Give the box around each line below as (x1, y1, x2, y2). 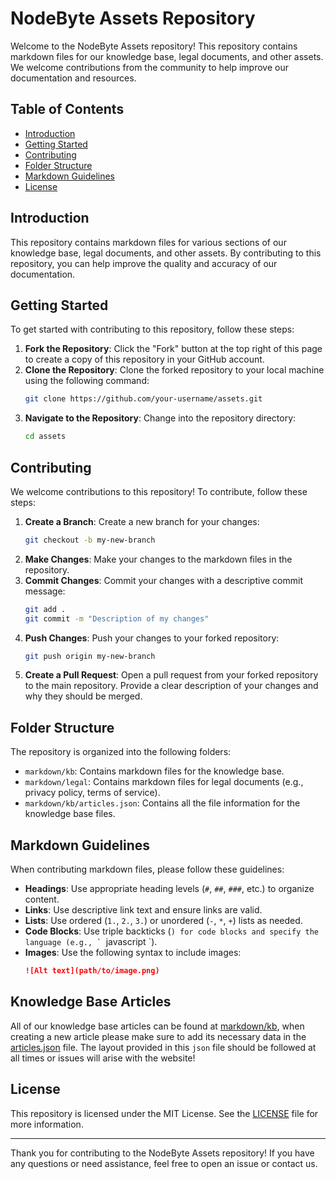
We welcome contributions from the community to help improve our (10, 61, 289, 73)
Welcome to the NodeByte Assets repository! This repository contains (10, 40, 298, 52)
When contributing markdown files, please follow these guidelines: (10, 863, 285, 876)
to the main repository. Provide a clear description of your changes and (24, 680, 319, 692)
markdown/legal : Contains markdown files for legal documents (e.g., (24, 776, 304, 788)
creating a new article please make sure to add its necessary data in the (10, 1030, 307, 1042)
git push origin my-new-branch (24, 651, 156, 661)
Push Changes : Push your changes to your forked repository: (24, 632, 280, 644)
